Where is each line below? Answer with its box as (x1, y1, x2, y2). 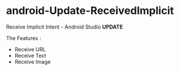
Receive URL (14, 45, 46, 53)
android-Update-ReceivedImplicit (6, 4, 175, 17)
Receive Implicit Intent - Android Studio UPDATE (6, 23, 124, 30)
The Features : (6, 34, 41, 41)
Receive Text (14, 52, 46, 59)
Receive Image (14, 58, 51, 65)
